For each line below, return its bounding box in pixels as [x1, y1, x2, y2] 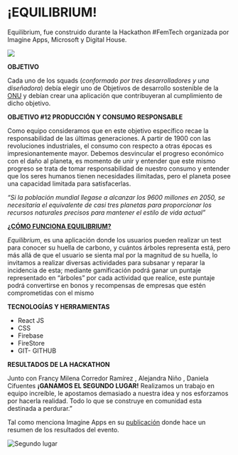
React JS [17, 316, 45, 324]
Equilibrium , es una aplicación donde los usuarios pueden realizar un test [7, 235, 222, 244]
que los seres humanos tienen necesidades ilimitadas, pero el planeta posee [7, 171, 231, 180]
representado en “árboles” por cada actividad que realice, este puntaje [7, 273, 215, 282]
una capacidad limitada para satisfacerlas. [7, 179, 131, 188]
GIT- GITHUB [17, 346, 57, 355]
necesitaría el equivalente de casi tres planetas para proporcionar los [7, 200, 212, 209]
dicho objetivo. [7, 99, 51, 107]
